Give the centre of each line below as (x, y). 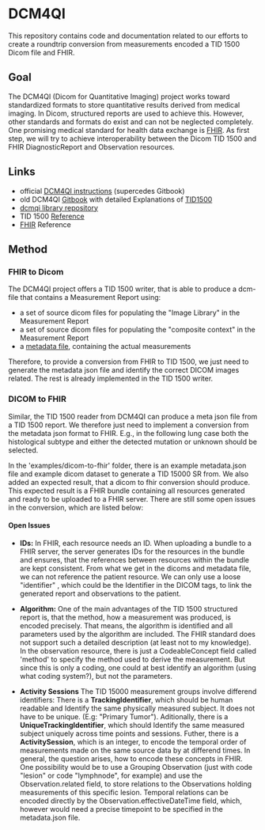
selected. (23, 450)
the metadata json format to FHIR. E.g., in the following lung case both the (129, 433)
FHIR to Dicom (36, 271)
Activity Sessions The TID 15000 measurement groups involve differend (138, 691)
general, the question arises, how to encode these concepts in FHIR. (131, 758)
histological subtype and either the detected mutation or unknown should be (132, 442)
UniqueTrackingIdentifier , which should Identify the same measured (132, 725)
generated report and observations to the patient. (100, 593)
